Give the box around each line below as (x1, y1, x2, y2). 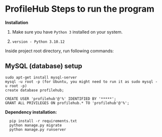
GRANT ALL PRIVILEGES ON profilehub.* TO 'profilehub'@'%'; (5, 100, 130, 105)
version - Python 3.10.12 (12, 39, 65, 44)
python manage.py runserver (9, 127, 67, 132)
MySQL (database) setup (5, 62, 83, 70)
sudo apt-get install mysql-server (5, 75, 77, 80)
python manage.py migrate (9, 123, 62, 128)
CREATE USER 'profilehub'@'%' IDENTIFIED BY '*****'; (5, 96, 117, 101)
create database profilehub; (5, 88, 64, 93)
